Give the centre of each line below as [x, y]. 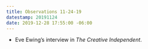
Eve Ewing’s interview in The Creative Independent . [78, 40]
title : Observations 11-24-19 [44, 12]
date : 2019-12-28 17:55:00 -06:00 [49, 23]
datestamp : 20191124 [32, 17]
